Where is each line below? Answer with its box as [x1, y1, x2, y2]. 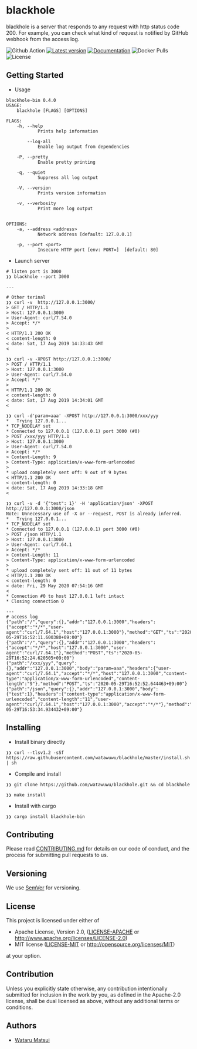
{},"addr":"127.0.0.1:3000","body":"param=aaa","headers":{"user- [6, 665, 172, 671]
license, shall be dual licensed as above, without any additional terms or [6, 997, 180, 1004]
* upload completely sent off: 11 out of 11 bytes [6, 567, 133, 573]
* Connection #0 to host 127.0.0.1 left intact [6, 593, 125, 599]
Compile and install [14, 770, 62, 777]
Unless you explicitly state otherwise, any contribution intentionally [6, 985, 168, 992]
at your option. [6, 952, 42, 959]
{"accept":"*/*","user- [6, 624, 64, 630]
